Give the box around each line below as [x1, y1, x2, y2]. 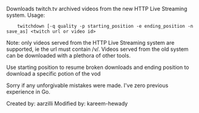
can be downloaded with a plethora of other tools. [6, 52, 131, 59]
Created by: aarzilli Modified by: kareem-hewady [6, 100, 128, 107]
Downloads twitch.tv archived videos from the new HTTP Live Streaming [6, 5, 188, 12]
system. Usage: [6, 11, 45, 19]
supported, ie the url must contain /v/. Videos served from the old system [6, 45, 189, 53]
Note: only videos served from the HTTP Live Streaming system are [6, 39, 175, 46]
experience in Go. [6, 88, 51, 95]
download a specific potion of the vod [6, 70, 101, 77]
